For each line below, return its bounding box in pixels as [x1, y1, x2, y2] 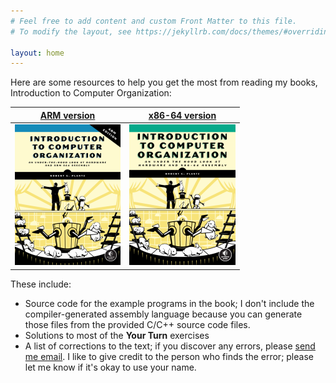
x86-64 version [148, 109, 217, 121]
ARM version [39, 109, 96, 121]
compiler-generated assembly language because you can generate [24, 308, 303, 320]
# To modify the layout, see [10, 26, 132, 37]
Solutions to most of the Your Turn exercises [24, 329, 210, 341]
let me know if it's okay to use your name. [24, 361, 197, 373]
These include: [10, 278, 72, 290]
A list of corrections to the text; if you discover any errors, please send [24, 340, 316, 352]
